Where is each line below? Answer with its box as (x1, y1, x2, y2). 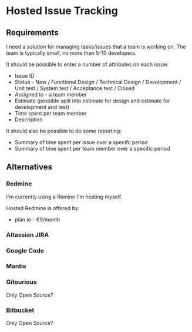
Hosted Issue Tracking (6, 4, 119, 18)
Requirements (6, 28, 59, 38)
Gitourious (6, 278, 37, 286)
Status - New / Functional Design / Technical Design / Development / (14, 78, 181, 85)
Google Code (6, 246, 44, 254)
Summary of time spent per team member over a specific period (14, 145, 170, 152)
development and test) (14, 104, 69, 110)
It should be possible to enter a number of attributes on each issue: (6, 61, 169, 68)
